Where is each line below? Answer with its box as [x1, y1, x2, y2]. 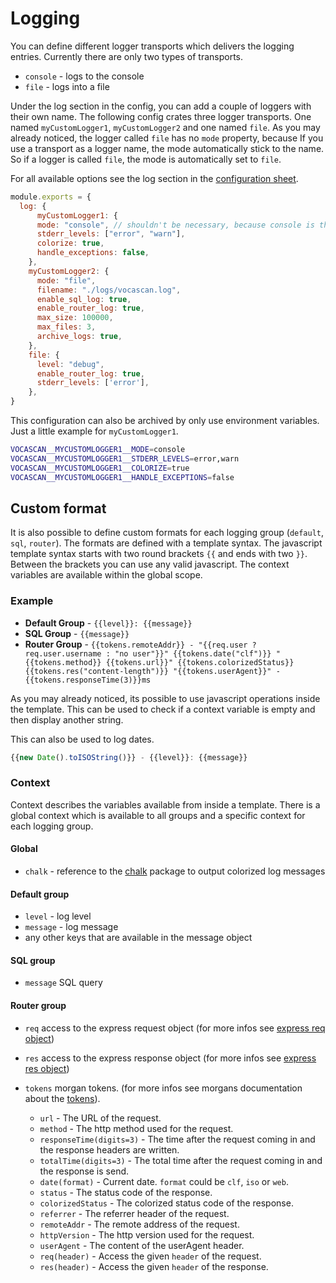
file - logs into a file [24, 80, 110, 92]
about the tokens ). [24, 1092, 101, 1104]
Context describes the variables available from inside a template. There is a [10, 798, 321, 811]
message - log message [24, 921, 119, 933]
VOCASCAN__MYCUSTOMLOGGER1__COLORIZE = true [10, 463, 190, 473]
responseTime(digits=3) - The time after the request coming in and [39, 1133, 316, 1145]
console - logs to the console [24, 70, 145, 82]
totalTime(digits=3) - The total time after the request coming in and [39, 1154, 323, 1166]
